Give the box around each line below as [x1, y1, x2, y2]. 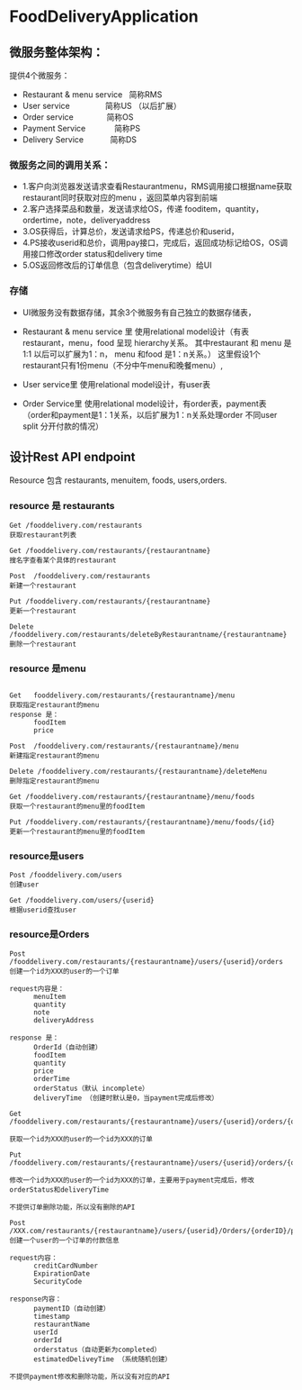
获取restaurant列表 [9, 530, 77, 540]
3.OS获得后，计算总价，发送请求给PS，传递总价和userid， [22, 226, 240, 237]
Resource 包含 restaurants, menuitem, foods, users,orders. [9, 475, 227, 486]
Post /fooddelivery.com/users [9, 871, 123, 880]
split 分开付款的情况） [22, 421, 104, 432]
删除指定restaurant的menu [9, 777, 100, 786]
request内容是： [9, 984, 65, 993]
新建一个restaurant [9, 581, 77, 590]
